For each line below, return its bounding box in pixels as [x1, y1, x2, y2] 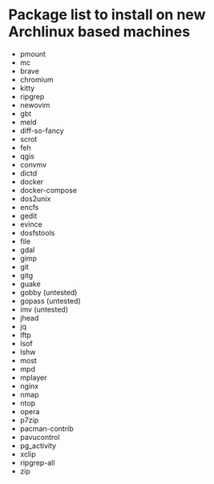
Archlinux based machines [8, 22, 191, 41]
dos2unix [19, 194, 51, 204]
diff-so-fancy [19, 126, 64, 135]
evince [19, 219, 42, 229]
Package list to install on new [8, 6, 206, 24]
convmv [19, 159, 47, 169]
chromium [19, 75, 54, 84]
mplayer [19, 373, 47, 382]
